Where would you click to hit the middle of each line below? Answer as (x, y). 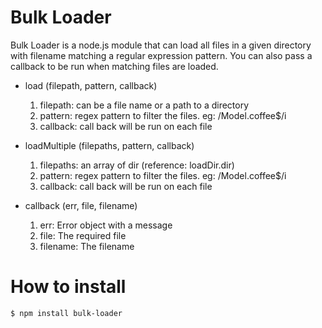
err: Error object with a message (106, 225)
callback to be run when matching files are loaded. (114, 66)
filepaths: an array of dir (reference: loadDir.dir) (137, 165)
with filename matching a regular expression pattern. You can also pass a (161, 55)
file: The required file (83, 235)
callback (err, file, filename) (81, 205)
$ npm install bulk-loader (66, 313)
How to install (68, 287)
